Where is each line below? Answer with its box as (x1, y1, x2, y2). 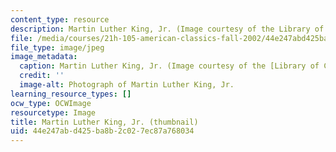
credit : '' (19, 71, 65, 81)
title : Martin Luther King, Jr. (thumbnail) (10, 117, 199, 127)
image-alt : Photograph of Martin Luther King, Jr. (19, 80, 235, 90)
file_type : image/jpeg (10, 42, 105, 53)
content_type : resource (10, 14, 110, 25)
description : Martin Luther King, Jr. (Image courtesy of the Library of (10, 24, 325, 34)
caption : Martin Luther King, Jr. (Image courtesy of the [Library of (19, 61, 320, 71)
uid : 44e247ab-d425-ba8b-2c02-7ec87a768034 (10, 126, 195, 136)
